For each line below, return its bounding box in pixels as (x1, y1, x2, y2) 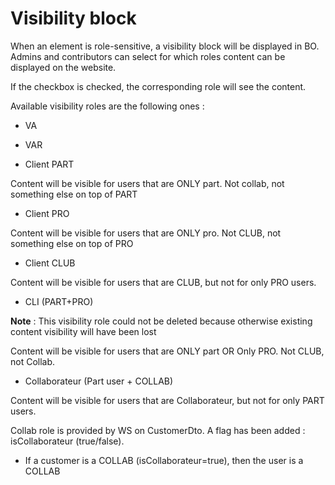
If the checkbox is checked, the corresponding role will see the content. (10, 80, 307, 92)
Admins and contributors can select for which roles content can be (10, 50, 286, 62)
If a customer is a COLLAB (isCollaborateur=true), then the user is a (24, 454, 304, 466)
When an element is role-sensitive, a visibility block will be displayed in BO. (10, 40, 320, 52)
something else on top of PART (10, 188, 138, 200)
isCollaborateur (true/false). (10, 435, 125, 447)
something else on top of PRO (10, 237, 134, 249)
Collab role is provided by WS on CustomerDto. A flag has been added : (10, 424, 306, 436)
